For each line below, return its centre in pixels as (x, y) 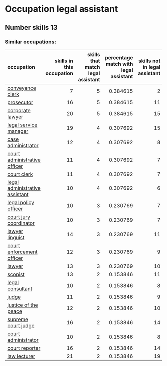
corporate (19, 110)
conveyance (22, 88)
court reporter (24, 348)
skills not (149, 61)
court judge (21, 325)
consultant (20, 289)
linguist (16, 237)
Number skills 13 (31, 28)
